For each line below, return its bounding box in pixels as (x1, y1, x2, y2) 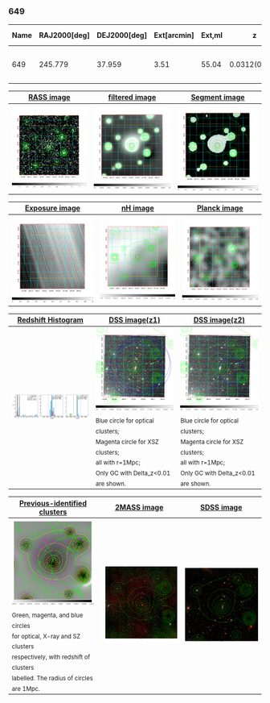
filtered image (108, 93, 157, 102)
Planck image (196, 203, 243, 213)
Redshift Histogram (17, 315, 84, 325)
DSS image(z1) (108, 315, 161, 325)
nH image (121, 203, 154, 213)
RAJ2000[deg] (39, 31, 90, 40)
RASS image (27, 93, 71, 102)
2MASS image (115, 502, 164, 513)
